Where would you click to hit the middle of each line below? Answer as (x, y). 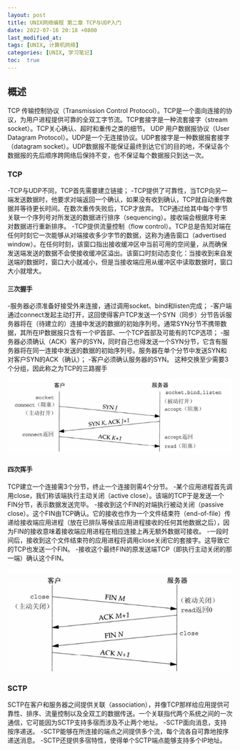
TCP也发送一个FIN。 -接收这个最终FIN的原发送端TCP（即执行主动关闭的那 (123, 549)
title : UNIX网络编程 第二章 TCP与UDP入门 (64, 23)
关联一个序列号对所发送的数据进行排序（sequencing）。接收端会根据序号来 (117, 217)
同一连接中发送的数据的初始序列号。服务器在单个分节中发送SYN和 (129, 351)
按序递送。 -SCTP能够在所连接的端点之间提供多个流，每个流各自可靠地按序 (118, 732)
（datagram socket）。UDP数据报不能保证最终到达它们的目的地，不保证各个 (119, 146)
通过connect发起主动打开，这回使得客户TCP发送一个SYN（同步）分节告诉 (117, 315)
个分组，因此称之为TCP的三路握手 (57, 369)
